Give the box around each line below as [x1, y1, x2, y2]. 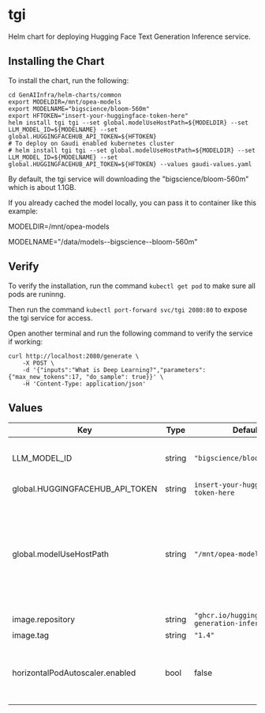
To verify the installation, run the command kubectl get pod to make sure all [8, 281, 256, 290]
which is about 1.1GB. [8, 182, 77, 192]
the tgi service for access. [8, 313, 93, 322]
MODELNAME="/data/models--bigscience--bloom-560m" [8, 237, 198, 246]
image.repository [12, 614, 76, 625]
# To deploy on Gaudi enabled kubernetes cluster [8, 139, 175, 147]
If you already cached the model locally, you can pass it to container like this [8, 198, 256, 207]
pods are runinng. [8, 289, 66, 298]
